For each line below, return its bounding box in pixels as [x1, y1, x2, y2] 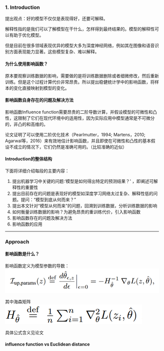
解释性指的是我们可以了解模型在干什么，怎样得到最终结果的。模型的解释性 [5, 26, 155, 32]
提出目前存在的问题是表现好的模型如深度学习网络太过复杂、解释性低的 [12, 190, 154, 196]
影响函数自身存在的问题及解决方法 [5, 97, 74, 103]
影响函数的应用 [12, 221, 42, 227]
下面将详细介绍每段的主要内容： [5, 168, 69, 174]
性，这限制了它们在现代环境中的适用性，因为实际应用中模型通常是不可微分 [5, 115, 155, 121]
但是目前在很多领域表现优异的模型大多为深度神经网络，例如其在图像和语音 [5, 43, 155, 49]
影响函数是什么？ [5, 251, 40, 257]
